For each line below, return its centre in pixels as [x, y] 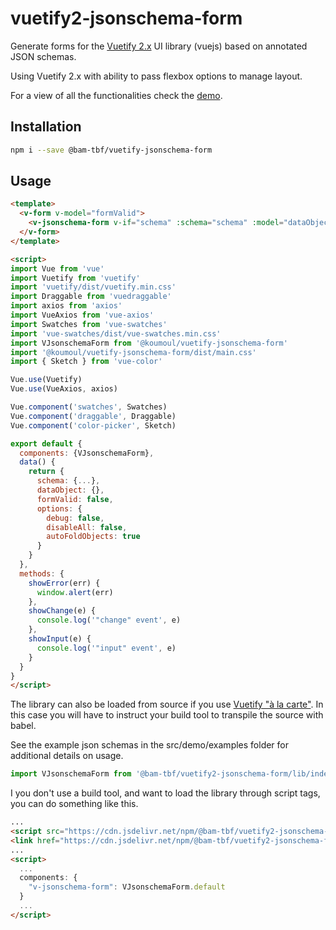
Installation [46, 127]
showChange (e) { [62, 611]
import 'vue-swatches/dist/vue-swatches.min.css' [116, 333]
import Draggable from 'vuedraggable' [91, 297]
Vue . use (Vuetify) [46, 380]
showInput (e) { [60, 639]
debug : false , [75, 518]
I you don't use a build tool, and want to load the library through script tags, [165, 793]
